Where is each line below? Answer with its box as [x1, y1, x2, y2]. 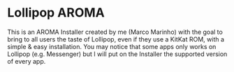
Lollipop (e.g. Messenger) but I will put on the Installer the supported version [7, 50, 228, 58]
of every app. [7, 57, 46, 65]
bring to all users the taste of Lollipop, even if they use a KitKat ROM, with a [7, 35, 225, 43]
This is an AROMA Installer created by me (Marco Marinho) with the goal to [7, 28, 224, 36]
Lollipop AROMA [7, 5, 105, 21]
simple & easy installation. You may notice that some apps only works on [7, 42, 217, 51]
